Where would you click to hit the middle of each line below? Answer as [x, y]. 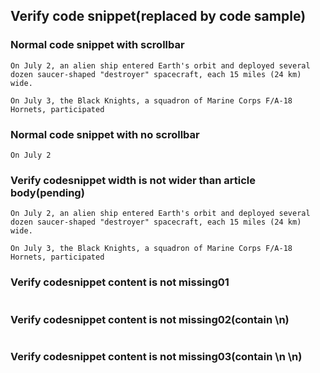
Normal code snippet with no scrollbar [105, 134]
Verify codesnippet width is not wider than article [133, 180]
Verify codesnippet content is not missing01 [120, 282]
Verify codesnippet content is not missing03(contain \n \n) [156, 356]
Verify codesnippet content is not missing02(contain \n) [150, 319]
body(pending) [47, 192]
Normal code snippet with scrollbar [97, 45]
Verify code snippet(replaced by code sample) [158, 16]
